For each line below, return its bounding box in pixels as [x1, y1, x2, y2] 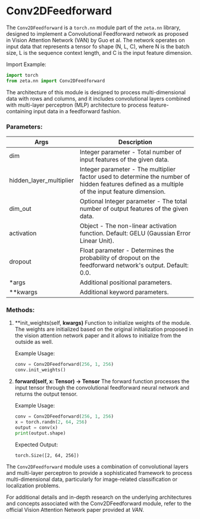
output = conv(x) [14, 424, 58, 430]
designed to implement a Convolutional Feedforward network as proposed [6, 30, 189, 37]
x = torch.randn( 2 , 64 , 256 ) [14, 419, 87, 425]
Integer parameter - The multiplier [79, 165, 176, 173]
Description [118, 138, 153, 146]
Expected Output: [14, 441, 58, 448]
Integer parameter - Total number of [79, 148, 182, 156]
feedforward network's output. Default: [79, 261, 189, 269]
